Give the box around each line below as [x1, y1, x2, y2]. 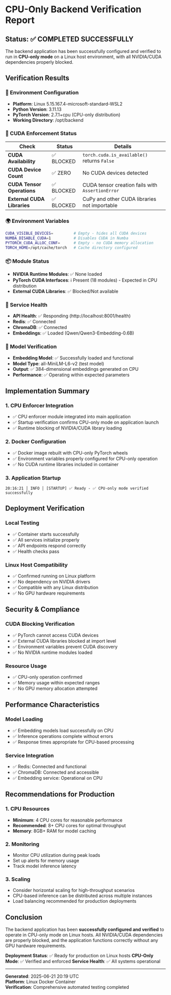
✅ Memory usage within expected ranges [12, 679, 100, 685]
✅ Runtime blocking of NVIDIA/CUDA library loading [12, 425, 122, 431]
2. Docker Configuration [5, 438, 66, 445]
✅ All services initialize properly [12, 537, 80, 543]
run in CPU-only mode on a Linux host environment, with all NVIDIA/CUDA [5, 54, 162, 60]
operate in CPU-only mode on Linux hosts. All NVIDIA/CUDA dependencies [5, 932, 163, 938]
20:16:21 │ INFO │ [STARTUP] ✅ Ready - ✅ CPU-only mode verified [5, 486, 149, 491]
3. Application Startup [5, 474, 61, 481]
